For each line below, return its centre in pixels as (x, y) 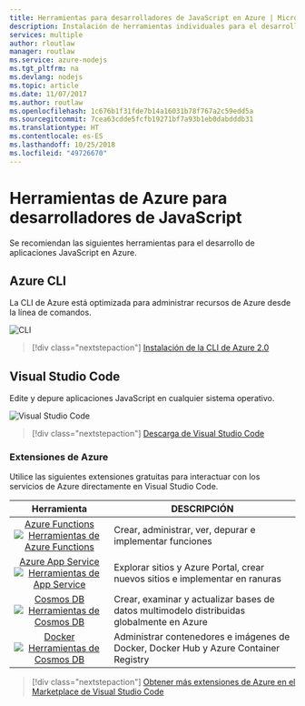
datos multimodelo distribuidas (179, 610)
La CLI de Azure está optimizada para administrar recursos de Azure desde (150, 303)
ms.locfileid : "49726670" (58, 153)
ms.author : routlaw (46, 102)
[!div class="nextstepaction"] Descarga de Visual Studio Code (148, 434)
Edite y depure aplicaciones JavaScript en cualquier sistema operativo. (142, 398)
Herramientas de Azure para (118, 198)
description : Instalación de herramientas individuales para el (133, 26)
